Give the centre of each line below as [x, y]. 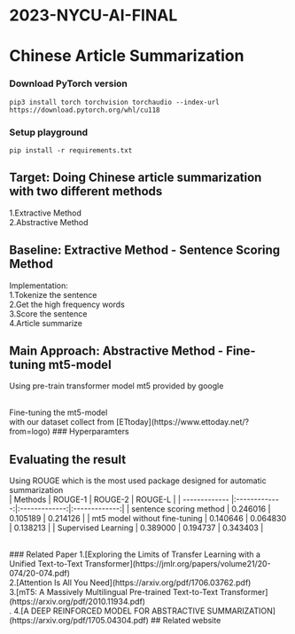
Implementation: [39, 286]
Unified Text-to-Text [46, 564]
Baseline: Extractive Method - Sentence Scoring [145, 250]
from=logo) [30, 432]
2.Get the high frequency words [67, 304]
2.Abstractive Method [49, 222]
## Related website [186, 621]
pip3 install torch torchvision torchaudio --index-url [114, 102]
